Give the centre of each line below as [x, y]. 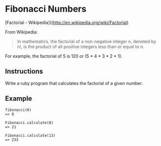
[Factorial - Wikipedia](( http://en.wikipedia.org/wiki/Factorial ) [67, 22]
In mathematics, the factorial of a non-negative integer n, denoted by [87, 41]
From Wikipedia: [22, 32]
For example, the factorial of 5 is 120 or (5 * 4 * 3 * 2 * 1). [64, 56]
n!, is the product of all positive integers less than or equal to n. [80, 46]
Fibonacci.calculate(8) [29, 123]
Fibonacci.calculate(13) [30, 135]
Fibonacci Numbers [46, 9]
